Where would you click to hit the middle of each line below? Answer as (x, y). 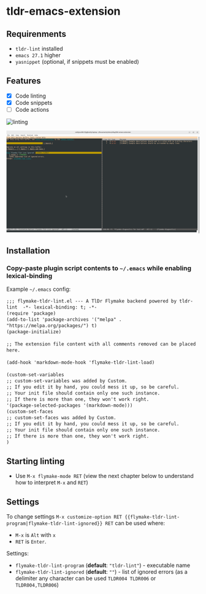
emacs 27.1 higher (38, 55)
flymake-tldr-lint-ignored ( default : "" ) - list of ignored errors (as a (101, 572)
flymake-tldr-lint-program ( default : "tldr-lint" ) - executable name (103, 565)
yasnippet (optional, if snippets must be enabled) (77, 62)
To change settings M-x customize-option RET (64, 517)
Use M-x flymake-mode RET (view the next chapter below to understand (105, 476)
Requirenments (36, 34)
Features (24, 81)
